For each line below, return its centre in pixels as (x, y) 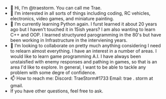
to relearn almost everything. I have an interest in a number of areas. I (83, 51)
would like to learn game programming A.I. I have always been (76, 56)
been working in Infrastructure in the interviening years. (69, 40)
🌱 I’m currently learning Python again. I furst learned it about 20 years (84, 24)
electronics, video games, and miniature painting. (62, 19)
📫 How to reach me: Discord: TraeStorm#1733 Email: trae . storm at (81, 78)
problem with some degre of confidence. (53, 73)
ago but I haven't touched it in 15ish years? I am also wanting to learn (83, 29)
